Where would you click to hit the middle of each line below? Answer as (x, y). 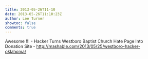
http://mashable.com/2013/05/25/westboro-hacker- (88, 46)
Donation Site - (20, 46)
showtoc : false (20, 23)
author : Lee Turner (25, 18)
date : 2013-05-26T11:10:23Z (34, 14)
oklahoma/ (16, 52)
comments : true (20, 28)
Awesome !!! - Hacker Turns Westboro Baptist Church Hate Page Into (74, 41)
